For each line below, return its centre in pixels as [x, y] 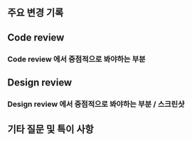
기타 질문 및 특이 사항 [50, 129]
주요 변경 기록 [36, 13]
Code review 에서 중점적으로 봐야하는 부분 [76, 59]
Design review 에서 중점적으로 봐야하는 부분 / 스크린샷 [96, 104]
